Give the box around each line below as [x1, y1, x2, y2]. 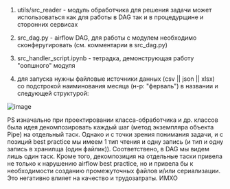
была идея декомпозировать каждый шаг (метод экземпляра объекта [7, 123, 214, 131]
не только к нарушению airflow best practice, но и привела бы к [7, 160, 194, 167]
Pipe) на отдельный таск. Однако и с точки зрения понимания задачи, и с [7, 130, 224, 138]
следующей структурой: [16, 89, 89, 97]
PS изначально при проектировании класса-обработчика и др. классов [7, 116, 218, 124]
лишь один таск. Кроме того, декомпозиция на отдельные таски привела [7, 152, 223, 160]
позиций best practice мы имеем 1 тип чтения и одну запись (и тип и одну [7, 138, 224, 146]
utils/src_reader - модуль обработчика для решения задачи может [16, 6, 212, 14]
